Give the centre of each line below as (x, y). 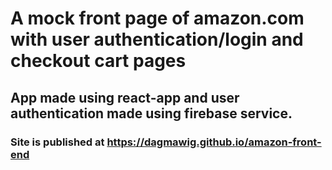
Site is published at (57, 142)
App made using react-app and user (125, 97)
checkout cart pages (98, 61)
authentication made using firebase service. (151, 113)
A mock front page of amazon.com (157, 18)
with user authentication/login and (157, 39)
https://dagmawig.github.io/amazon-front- (214, 142)
